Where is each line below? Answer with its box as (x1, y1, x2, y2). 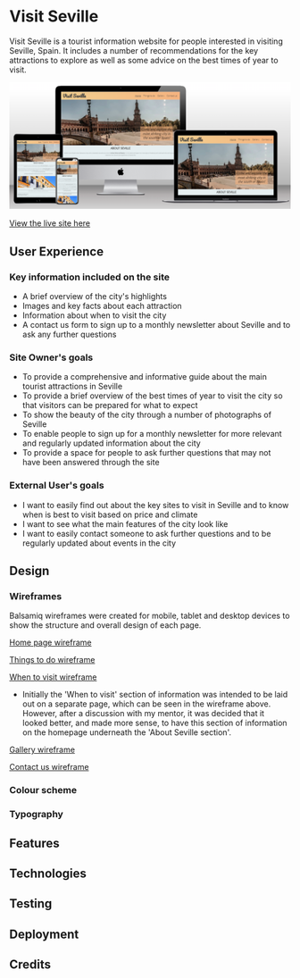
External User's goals (9, 480, 104, 492)
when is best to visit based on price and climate (21, 509, 198, 520)
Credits (9, 957, 52, 973)
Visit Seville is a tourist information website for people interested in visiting (9, 36, 283, 46)
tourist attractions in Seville (21, 381, 123, 392)
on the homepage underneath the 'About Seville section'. (21, 727, 232, 738)
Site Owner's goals (9, 351, 94, 364)
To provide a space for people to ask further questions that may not (21, 447, 271, 458)
